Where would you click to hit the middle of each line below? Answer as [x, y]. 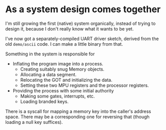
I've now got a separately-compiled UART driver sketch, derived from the [82, 39]
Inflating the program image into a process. [58, 63]
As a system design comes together [83, 9]
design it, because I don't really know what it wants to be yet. [70, 28]
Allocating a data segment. [48, 74]
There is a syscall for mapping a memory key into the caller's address [78, 111]
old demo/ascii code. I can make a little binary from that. [64, 44]
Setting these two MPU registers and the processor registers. [85, 85]
